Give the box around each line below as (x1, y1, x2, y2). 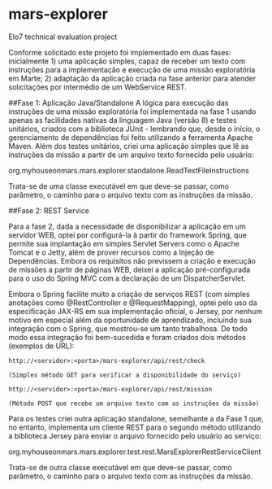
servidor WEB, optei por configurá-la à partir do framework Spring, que (8, 229, 248, 240)
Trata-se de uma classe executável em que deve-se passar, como (8, 181, 230, 191)
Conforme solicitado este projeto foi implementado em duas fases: (8, 47, 231, 57)
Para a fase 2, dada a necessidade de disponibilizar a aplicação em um (8, 221, 246, 231)
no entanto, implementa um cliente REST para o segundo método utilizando (8, 422, 261, 432)
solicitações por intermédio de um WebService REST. (8, 82, 187, 92)
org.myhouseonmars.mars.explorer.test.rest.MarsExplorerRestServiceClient (8, 447, 261, 456)
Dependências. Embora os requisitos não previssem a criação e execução (8, 255, 256, 265)
